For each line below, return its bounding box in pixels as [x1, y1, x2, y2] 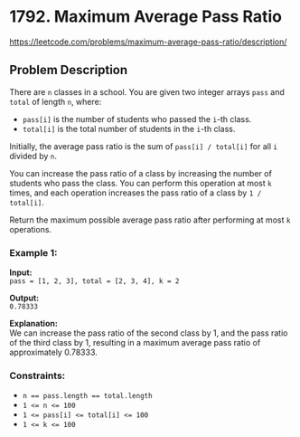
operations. [9, 223, 52, 234]
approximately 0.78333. [9, 347, 98, 358]
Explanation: [9, 318, 59, 329]
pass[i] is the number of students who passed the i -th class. [22, 113, 252, 124]
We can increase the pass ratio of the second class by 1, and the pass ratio [9, 328, 288, 338]
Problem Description [9, 62, 128, 78]
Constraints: [9, 369, 66, 382]
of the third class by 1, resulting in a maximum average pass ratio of [9, 337, 261, 348]
